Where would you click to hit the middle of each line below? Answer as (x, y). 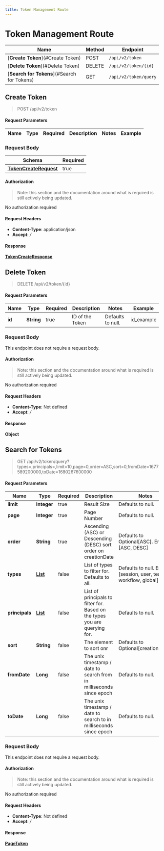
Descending (98, 539)
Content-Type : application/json (44, 230)
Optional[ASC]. (136, 542)
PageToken (17, 844)
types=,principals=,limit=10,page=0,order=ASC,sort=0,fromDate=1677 (88, 467)
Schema (32, 160)
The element (99, 642)
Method (95, 50)
